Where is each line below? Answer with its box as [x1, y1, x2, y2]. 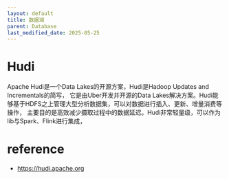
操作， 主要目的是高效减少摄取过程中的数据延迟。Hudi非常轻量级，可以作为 [7, 108, 221, 117]
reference [7, 142, 65, 157]
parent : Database [7, 23, 57, 30]
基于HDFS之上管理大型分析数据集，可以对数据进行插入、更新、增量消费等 [12, 100, 222, 108]
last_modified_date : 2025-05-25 [7, 29, 100, 36]
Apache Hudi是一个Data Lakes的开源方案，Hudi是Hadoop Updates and [7, 83, 210, 91]
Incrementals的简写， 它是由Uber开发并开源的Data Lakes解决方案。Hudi [7, 91, 213, 100]
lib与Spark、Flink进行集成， [7, 117, 87, 125]
